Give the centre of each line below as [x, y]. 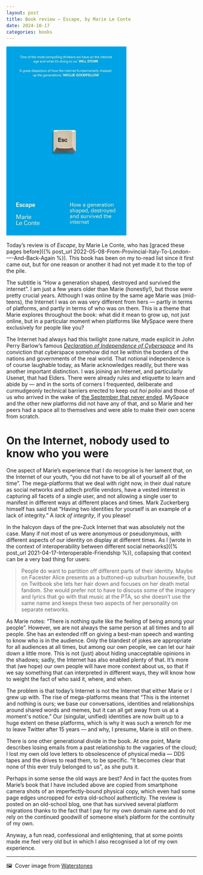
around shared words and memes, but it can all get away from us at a [92, 710]
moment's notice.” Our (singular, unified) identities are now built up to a [95, 717]
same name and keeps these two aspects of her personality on [99, 603]
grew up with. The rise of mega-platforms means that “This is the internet [98, 697]
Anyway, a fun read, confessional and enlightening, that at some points [95, 835]
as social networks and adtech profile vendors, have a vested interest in [96, 490]
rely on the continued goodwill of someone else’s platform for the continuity [101, 817]
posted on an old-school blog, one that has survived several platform [92, 804]
